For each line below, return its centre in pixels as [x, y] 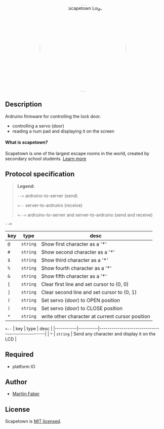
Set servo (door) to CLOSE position [82, 308]
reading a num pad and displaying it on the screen [63, 131]
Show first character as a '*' [74, 244]
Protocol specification [40, 174]
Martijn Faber [26, 394]
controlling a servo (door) [38, 126]
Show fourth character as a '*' [77, 268]
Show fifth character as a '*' [74, 276]
